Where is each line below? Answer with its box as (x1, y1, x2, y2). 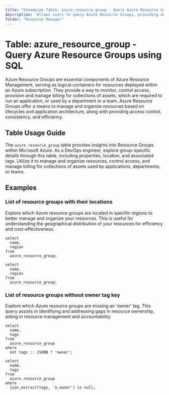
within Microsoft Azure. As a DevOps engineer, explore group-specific (5, 147, 151, 154)
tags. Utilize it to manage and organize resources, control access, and (5, 158, 150, 164)
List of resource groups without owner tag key (5, 291, 121, 298)
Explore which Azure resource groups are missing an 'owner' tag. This (5, 303, 151, 309)
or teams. (5, 169, 25, 175)
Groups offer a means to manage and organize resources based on (5, 103, 144, 109)
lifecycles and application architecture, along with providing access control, (5, 109, 162, 115)
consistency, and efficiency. (5, 114, 63, 120)
